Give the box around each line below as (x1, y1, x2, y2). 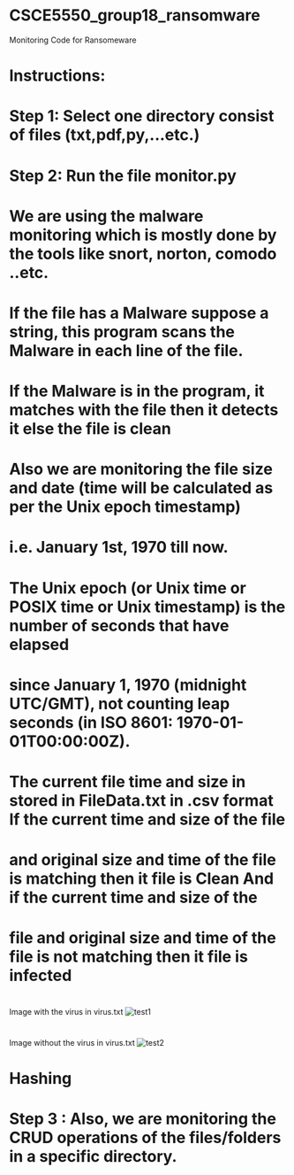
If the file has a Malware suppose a (9, 303, 269, 323)
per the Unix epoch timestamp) (9, 497, 241, 517)
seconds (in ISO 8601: (9, 712, 174, 732)
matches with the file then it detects (9, 400, 279, 421)
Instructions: (9, 66, 106, 86)
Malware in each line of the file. (9, 340, 244, 360)
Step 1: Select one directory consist (9, 106, 275, 127)
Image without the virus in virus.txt (9, 1037, 135, 1047)
